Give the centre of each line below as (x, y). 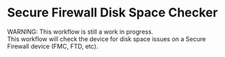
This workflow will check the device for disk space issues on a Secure (107, 38)
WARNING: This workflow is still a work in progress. (80, 32)
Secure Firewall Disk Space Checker (112, 13)
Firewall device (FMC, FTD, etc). (53, 46)
